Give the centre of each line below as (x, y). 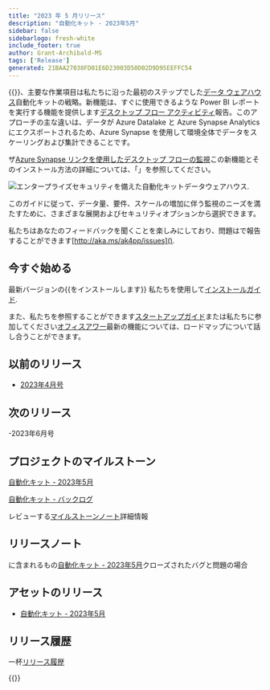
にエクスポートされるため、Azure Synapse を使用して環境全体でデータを (129, 132)
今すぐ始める (40, 269)
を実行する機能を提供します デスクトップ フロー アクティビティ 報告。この (129, 112)
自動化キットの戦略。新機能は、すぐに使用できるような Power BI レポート (138, 102)
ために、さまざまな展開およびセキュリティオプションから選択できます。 (141, 213)
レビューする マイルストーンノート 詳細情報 (78, 516)
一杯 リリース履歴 (37, 662)
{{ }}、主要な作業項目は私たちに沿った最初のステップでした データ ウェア (128, 92)
